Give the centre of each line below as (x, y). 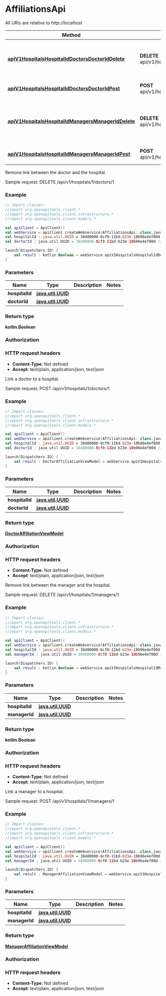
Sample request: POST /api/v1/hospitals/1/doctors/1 (57, 388)
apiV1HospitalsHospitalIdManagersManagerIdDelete (71, 121)
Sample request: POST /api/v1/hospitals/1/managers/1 (60, 801)
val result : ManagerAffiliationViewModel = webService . (74, 874)
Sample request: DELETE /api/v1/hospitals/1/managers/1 (62, 595)
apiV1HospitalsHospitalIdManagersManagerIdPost (69, 154)
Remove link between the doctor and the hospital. (56, 172)
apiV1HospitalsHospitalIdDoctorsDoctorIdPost (64, 89)
